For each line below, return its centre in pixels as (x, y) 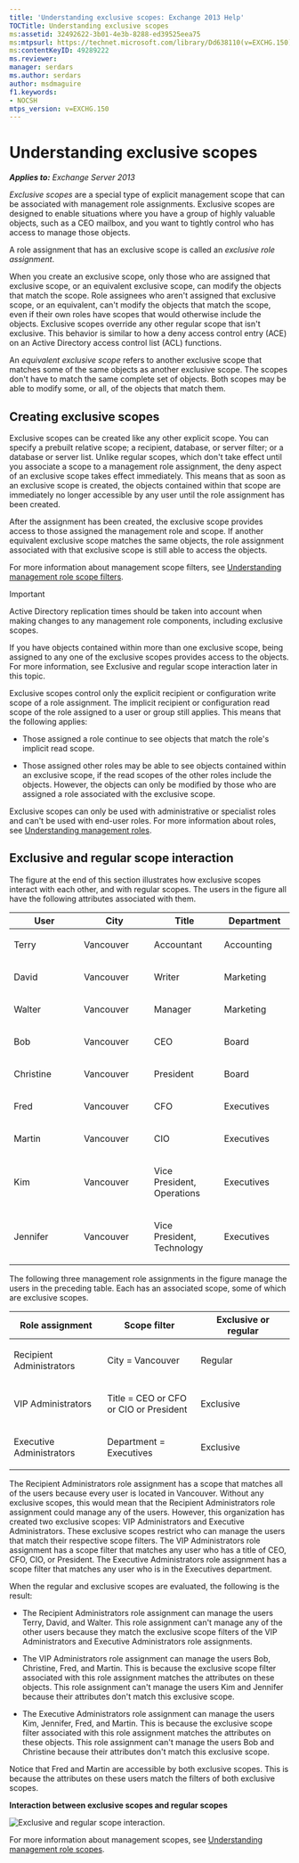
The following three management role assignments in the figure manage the (148, 1278)
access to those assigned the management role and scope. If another (137, 531)
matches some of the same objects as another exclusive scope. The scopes (148, 370)
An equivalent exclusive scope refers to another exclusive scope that (136, 360)
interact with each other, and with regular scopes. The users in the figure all (148, 889)
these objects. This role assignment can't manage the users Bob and (148, 1742)
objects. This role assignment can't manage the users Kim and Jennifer (153, 1687)
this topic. (28, 676)
